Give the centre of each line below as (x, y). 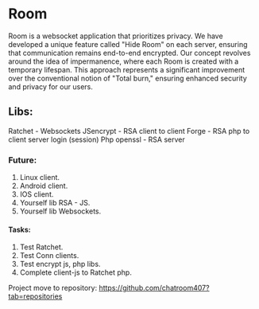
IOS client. (37, 194)
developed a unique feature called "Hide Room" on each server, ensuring (128, 44)
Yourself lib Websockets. (60, 211)
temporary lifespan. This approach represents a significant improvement (127, 69)
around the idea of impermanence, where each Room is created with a (124, 61)
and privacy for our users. (50, 86)
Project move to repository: (53, 288)
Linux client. (40, 178)
